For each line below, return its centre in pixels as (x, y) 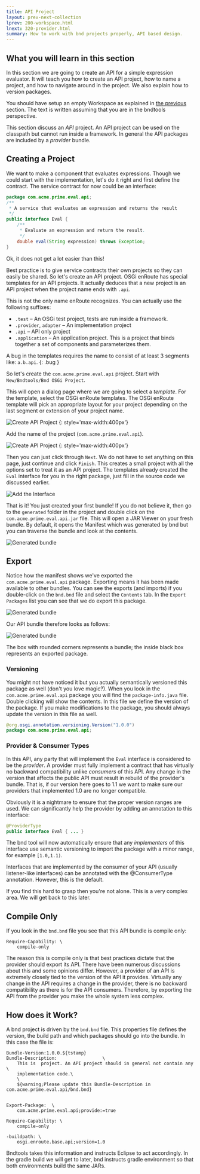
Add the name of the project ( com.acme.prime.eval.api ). (75, 433)
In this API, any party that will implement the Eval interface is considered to (99, 759)
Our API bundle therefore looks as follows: (58, 624)
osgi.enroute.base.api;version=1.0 (61, 1142)
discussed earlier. (28, 482)
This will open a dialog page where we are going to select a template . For (96, 392)
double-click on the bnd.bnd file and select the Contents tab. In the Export (96, 595)
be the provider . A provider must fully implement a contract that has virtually (100, 765)
